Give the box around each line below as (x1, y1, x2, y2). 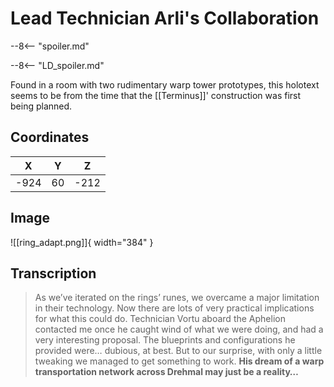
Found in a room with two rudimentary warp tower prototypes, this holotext (10, 78, 320, 91)
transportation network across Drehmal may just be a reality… (34, 366, 299, 378)
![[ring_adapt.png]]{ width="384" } (10, 236, 154, 248)
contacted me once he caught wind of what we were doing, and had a (34, 323, 324, 336)
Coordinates (10, 129, 90, 146)
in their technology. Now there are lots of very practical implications (34, 302, 315, 314)
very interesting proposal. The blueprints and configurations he (34, 334, 296, 346)
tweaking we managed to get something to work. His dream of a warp (34, 355, 325, 367)
